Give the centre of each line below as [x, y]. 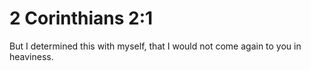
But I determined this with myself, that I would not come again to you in [155, 46]
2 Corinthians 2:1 [81, 18]
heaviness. [31, 56]
